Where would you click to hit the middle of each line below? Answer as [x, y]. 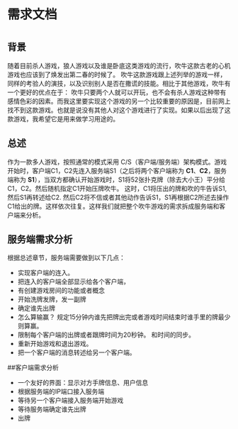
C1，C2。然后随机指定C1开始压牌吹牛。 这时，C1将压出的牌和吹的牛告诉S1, [117, 188]
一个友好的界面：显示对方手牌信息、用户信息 [83, 383]
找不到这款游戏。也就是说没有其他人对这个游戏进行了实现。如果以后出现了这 [119, 110]
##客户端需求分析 [33, 368]
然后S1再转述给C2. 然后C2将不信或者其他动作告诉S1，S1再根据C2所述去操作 [118, 197]
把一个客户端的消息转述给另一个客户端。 [76, 352]
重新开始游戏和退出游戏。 [55, 344]
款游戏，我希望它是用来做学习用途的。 [63, 118]
